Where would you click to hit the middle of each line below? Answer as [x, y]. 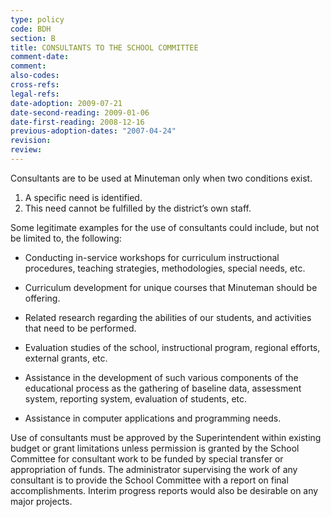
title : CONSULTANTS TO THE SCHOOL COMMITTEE [104, 47]
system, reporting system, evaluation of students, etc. [136, 398]
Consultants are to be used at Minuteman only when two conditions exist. [161, 178]
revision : [31, 141]
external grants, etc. [66, 358]
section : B [33, 38]
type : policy [37, 19]
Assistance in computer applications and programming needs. [153, 418]
